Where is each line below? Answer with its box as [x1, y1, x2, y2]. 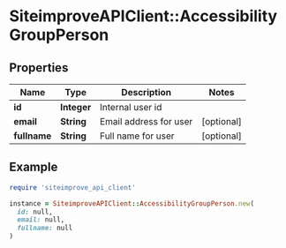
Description [121, 86, 172, 98]
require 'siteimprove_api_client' [9, 183, 137, 192]
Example [9, 160, 58, 175]
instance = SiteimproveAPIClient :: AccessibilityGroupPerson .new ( [9, 199, 254, 208]
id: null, [17, 207, 53, 216]
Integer [60, 101, 92, 113]
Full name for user [100, 130, 175, 142]
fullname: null [17, 223, 73, 233]
